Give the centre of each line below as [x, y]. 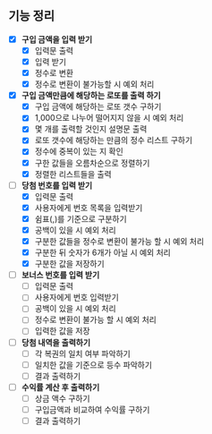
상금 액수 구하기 [62, 398]
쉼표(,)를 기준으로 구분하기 [81, 218]
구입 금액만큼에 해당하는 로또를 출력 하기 [91, 96]
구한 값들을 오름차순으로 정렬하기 [92, 163]
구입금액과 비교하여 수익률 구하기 [92, 409]
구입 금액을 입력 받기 [57, 39]
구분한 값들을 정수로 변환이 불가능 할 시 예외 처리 [119, 241]
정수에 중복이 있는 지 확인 [79, 151]
